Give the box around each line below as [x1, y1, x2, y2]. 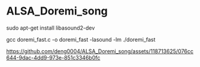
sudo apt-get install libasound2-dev [6, 24, 95, 31]
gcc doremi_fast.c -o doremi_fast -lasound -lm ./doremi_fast [6, 36, 155, 43]
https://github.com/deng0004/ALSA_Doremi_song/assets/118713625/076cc [6, 47, 194, 55]
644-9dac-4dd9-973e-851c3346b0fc [6, 54, 101, 61]
